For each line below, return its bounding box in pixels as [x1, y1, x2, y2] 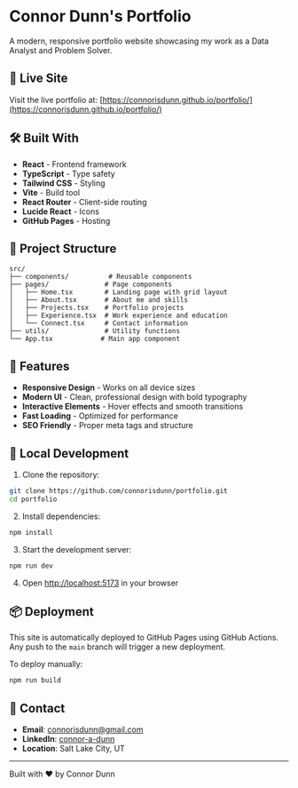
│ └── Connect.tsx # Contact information [9, 319, 189, 328]
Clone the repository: [21, 469, 100, 480]
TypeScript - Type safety [21, 168, 115, 179]
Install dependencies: [21, 511, 101, 521]
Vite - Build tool [21, 187, 81, 197]
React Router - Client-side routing [21, 196, 147, 207]
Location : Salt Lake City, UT [21, 744, 126, 753]
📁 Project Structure [9, 241, 117, 256]
